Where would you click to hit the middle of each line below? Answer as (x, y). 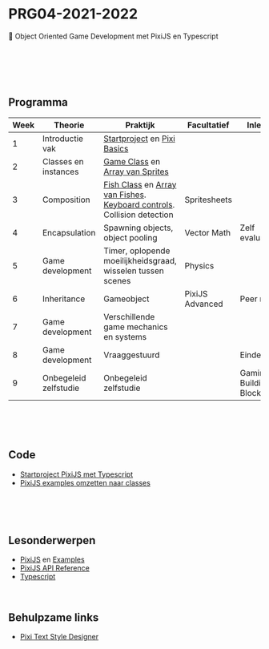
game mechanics (136, 327)
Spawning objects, (139, 228)
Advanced (204, 304)
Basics (116, 148)
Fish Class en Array (140, 184)
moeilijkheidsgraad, (141, 260)
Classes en (63, 161)
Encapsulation (69, 232)
